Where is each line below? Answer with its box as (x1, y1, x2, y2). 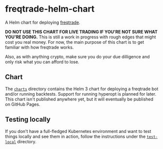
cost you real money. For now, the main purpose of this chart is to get (5, 39, 145, 45)
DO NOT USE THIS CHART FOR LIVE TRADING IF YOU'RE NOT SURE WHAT (5, 29, 158, 34)
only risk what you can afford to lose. (5, 59, 79, 65)
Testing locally (5, 116, 51, 124)
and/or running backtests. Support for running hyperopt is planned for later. (5, 91, 157, 97)
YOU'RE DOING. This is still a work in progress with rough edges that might (5, 34, 156, 40)
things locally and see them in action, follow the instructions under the (5, 133, 146, 139)
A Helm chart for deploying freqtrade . (5, 19, 80, 25)
